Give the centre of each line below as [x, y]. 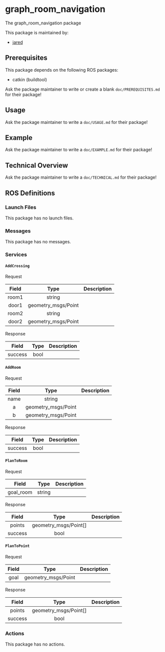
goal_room [20, 492]
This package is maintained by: [37, 32]
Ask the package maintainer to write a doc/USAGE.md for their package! [76, 122]
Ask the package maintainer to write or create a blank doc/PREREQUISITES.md [82, 89]
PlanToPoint [17, 546]
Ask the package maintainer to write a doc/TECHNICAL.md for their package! [81, 177]
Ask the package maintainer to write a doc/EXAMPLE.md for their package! [79, 150]
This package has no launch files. [39, 218]
